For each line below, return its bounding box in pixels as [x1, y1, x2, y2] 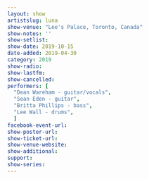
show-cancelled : [7, 75, 55, 83]
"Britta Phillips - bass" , [13, 102, 93, 109]
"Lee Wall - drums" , [13, 109, 74, 116]
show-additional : [7, 148, 58, 155]
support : [7, 154, 33, 162]
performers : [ [7, 82, 49, 89]
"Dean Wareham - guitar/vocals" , [13, 89, 112, 96]
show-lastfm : [7, 69, 46, 76]
